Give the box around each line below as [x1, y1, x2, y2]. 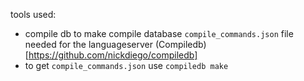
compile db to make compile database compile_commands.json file [24, 28, 294, 39]
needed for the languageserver [24, 39, 154, 50]
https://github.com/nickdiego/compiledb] [28, 49, 198, 61]
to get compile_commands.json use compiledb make [24, 60, 229, 71]
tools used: [10, 9, 57, 20]
